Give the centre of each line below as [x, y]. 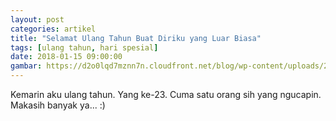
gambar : [26, 66]
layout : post [37, 19]
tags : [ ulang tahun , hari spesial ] [84, 47]
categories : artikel [53, 29]
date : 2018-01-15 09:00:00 [66, 57]
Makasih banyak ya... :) [58, 105]
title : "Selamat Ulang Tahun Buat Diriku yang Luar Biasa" [136, 38]
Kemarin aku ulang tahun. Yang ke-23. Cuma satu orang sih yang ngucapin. [166, 94]
